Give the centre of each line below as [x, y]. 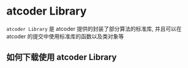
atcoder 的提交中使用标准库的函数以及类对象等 [65, 36]
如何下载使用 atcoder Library [62, 57]
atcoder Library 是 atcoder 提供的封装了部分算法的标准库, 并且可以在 [94, 29]
